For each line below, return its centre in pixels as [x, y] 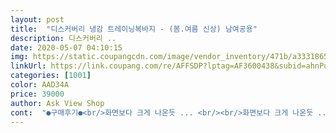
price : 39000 [37, 94]
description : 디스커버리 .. [63, 38]
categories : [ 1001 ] [51, 76]
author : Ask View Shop [57, 103]
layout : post [37, 19]
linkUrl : [28, 66]
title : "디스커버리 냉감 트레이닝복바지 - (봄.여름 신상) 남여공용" [134, 29]
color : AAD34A [40, 85]
